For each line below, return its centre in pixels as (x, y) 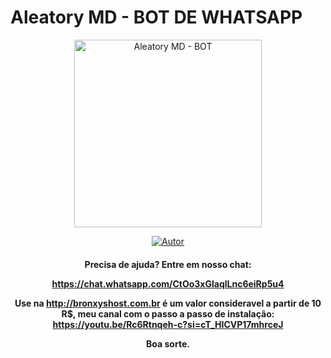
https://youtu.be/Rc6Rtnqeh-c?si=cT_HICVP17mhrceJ (168, 324)
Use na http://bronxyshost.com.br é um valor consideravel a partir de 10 (168, 303)
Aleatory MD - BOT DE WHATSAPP (156, 17)
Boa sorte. (168, 343)
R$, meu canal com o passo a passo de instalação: (168, 313)
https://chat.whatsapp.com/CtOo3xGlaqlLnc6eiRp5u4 (168, 283)
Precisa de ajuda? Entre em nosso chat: (168, 264)
